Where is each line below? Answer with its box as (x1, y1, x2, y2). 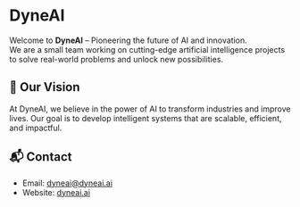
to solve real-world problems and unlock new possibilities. (9, 54, 224, 64)
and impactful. (9, 122, 62, 133)
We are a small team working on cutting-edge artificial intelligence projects (9, 44, 286, 54)
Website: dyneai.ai (21, 186, 91, 197)
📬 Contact (9, 149, 72, 165)
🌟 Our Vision (9, 79, 80, 95)
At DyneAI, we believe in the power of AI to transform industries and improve (9, 103, 291, 114)
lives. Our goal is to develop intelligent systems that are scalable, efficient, (9, 112, 282, 123)
